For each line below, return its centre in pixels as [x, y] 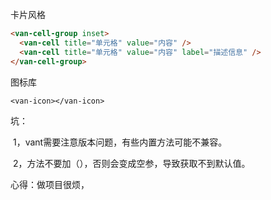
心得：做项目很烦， [50, 184]
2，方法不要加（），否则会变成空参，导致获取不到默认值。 [131, 163]
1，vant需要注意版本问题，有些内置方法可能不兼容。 [120, 142]
